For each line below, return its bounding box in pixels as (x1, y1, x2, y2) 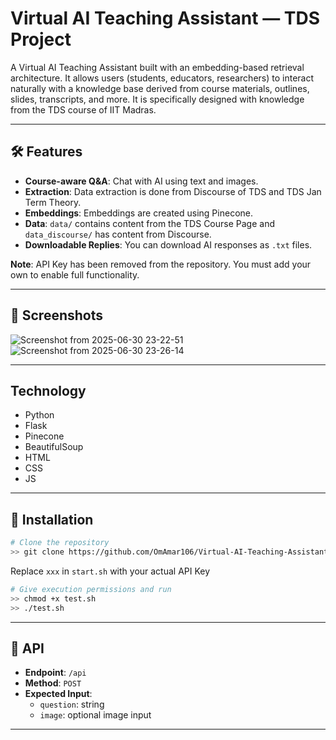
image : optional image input (39, 709, 152, 721)
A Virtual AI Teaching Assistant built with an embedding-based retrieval (10, 61, 305, 73)
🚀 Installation (10, 511, 94, 528)
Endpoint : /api (24, 667, 87, 679)
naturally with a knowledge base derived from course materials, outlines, (10, 82, 310, 94)
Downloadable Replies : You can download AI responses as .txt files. (24, 238, 313, 251)
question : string (39, 698, 105, 711)
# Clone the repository (10, 538, 110, 548)
